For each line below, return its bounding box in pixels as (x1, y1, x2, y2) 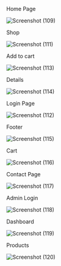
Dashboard (6, 218, 35, 225)
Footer (6, 123, 23, 131)
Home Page (6, 5, 36, 12)
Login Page (6, 100, 35, 107)
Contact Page (6, 171, 41, 178)
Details (6, 76, 24, 83)
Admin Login (6, 195, 38, 201)
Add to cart (6, 52, 35, 60)
